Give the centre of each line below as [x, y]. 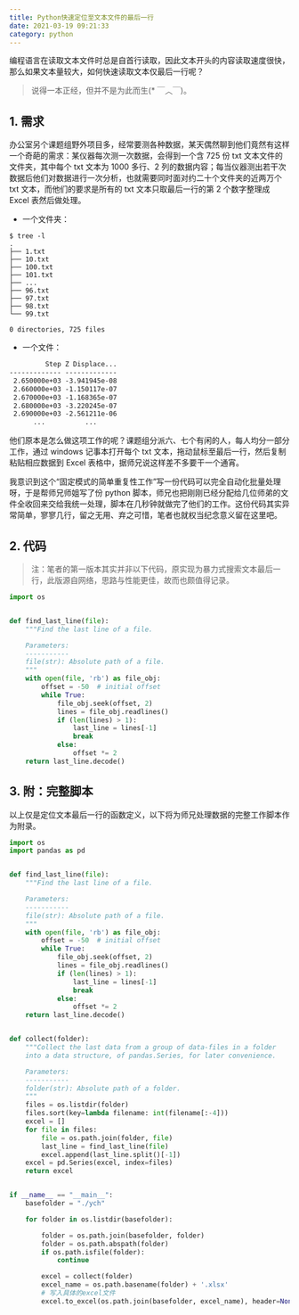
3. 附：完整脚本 [51, 791]
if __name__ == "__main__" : [61, 1196]
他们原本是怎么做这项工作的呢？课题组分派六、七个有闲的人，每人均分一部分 [149, 440]
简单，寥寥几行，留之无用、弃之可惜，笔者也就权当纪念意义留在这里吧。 [149, 515]
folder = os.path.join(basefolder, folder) [123, 1236]
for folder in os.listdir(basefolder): [99, 1219]
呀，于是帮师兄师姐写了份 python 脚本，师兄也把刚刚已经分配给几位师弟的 [145, 493]
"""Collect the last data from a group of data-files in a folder [151, 1048]
